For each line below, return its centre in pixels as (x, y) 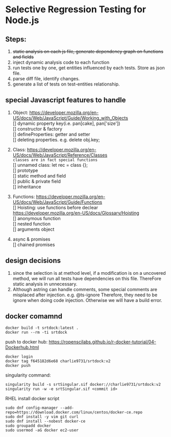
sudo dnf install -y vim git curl (42, 417)
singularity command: (28, 375)
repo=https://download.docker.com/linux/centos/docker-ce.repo (74, 412)
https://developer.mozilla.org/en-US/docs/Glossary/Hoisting (76, 213)
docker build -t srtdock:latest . (42, 328)
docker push (18, 366)
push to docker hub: (27, 342)
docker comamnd (34, 316)
